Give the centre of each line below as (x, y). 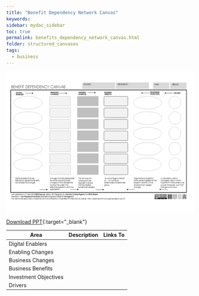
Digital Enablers (28, 243)
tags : (13, 51)
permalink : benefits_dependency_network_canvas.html (73, 38)
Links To (114, 235)
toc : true (18, 32)
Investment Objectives (36, 277)
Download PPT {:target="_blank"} (47, 221)
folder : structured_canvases (42, 44)
